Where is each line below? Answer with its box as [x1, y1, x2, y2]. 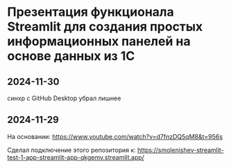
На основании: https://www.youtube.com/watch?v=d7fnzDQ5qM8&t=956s [7, 132, 223, 140]
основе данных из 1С [7, 48, 135, 64]
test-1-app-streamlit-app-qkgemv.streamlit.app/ [7, 153, 144, 161]
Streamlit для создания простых [7, 19, 203, 35]
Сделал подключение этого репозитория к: [7, 146, 137, 154]
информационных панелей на [7, 34, 191, 49]
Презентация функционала [7, 4, 175, 20]
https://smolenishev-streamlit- [137, 146, 224, 154]
